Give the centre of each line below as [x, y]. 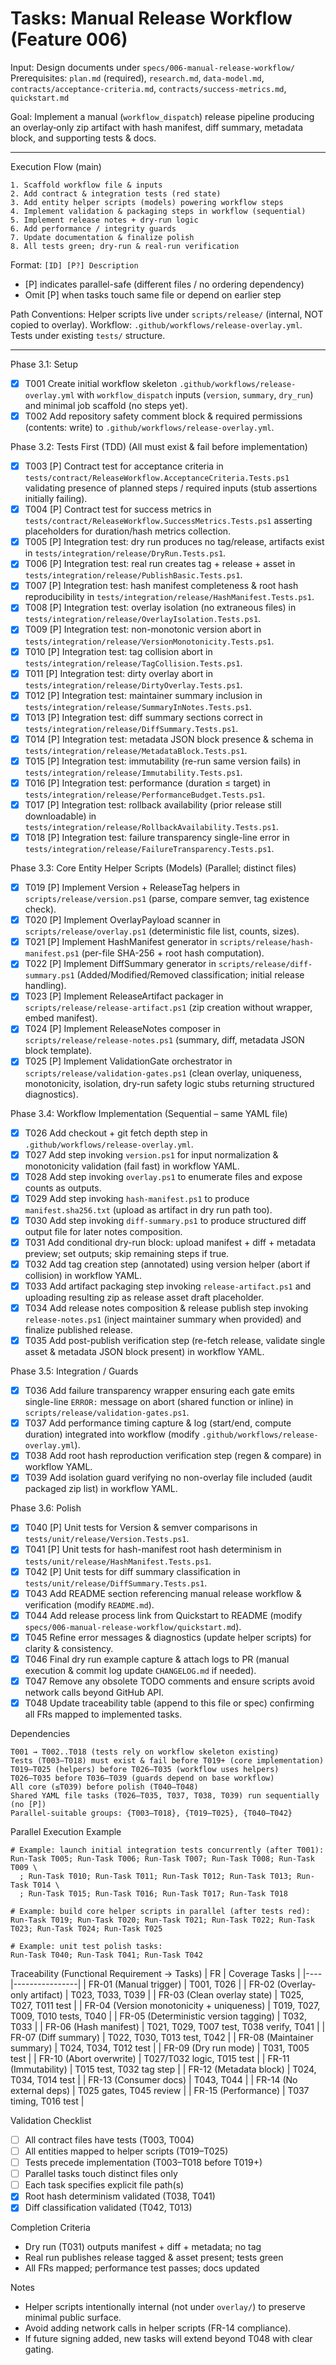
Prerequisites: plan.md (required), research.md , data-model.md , [137, 78]
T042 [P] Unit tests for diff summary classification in [132, 1571]
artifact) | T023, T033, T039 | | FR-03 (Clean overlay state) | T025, [167, 1994]
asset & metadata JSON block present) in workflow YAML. [144, 1352]
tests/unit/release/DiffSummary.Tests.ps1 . [116, 1583]
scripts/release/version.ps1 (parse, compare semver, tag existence [167, 899]
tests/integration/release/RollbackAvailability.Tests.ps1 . [151, 826]
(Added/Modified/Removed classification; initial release [190, 975]
